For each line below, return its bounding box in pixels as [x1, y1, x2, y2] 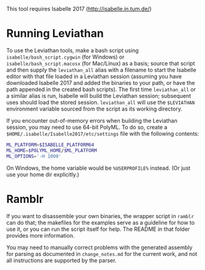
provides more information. [6, 232, 75, 239]
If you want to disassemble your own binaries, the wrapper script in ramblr [6, 212, 195, 219]
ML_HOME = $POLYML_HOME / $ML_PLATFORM [6, 147, 97, 153]
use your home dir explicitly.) [6, 170, 80, 178]
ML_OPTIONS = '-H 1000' [6, 153, 62, 159]
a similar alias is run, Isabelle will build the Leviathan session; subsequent [6, 92, 192, 100]
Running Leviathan [6, 27, 104, 40]
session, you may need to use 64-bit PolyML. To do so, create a [6, 123, 168, 131]
